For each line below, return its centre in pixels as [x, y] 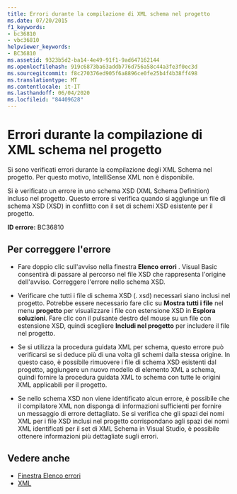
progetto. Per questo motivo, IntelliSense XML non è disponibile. [101, 177]
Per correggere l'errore [59, 249]
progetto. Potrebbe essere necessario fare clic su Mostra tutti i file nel [121, 303]
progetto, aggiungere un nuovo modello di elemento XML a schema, [117, 369]
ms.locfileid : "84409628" [45, 100]
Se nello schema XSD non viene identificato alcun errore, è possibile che [123, 398]
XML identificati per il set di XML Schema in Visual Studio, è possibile [118, 428]
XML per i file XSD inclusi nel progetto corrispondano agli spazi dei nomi [123, 421]
